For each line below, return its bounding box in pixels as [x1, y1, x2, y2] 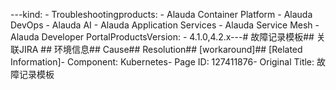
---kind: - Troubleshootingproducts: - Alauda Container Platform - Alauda [10, 9, 313, 20]
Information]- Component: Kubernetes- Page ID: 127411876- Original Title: [10, 56, 315, 68]
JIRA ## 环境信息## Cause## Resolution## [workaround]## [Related [18, 44, 303, 55]
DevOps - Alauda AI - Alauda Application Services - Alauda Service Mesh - [10, 19, 320, 31]
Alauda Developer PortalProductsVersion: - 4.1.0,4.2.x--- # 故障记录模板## [10, 31, 315, 43]
